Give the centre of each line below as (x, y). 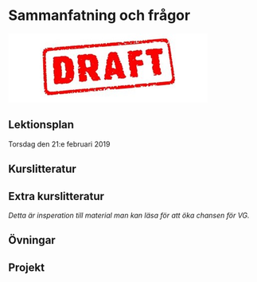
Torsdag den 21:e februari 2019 (59, 144)
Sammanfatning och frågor (99, 16)
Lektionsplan (41, 125)
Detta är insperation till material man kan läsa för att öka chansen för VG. (129, 215)
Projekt (27, 267)
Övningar (32, 240)
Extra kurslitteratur (56, 196)
